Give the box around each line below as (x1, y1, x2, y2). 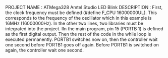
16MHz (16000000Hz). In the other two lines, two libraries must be (5, 20, 144, 26)
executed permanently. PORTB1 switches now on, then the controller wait (5, 36, 158, 42)
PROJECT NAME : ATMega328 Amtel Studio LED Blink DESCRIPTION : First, (5, 5, 163, 10)
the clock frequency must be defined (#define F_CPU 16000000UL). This (5, 10, 157, 16)
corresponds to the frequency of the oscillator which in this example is (5, 15, 152, 21)
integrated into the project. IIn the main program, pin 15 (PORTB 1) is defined (5, 26, 163, 32)
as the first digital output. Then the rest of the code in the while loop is (5, 31, 151, 37)
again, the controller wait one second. (5, 47, 84, 53)
